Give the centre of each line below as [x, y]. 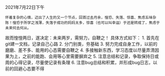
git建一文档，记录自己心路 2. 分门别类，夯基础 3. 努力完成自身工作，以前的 [81, 44]
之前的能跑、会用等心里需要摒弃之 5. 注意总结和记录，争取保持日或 [90, 56]
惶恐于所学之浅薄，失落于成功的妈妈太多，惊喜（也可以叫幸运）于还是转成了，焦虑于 [86, 23]
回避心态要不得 [29, 69]
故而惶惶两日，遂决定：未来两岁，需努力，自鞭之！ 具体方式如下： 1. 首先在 [82, 38]
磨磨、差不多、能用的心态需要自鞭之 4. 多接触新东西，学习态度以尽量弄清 [80, 50]
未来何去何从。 [18, 28]
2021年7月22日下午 [25, 7]
